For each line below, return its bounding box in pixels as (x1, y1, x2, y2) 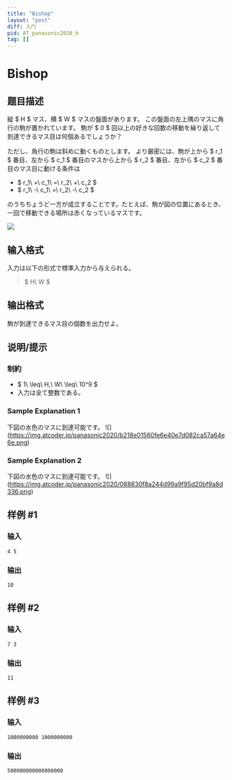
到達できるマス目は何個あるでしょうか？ (7, 133, 123, 141)
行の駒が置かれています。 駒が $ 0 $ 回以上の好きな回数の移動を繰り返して (7, 124, 221, 132)
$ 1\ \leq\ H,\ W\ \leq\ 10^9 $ (17, 380, 98, 389)
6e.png (7, 438, 28, 447)
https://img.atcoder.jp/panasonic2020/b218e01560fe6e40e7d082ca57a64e (9, 431, 225, 439)
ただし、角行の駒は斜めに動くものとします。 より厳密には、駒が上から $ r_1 (7, 147, 223, 156)
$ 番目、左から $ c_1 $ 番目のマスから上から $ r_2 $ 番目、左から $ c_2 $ (7, 156, 215, 164)
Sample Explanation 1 (7, 406, 81, 416)
